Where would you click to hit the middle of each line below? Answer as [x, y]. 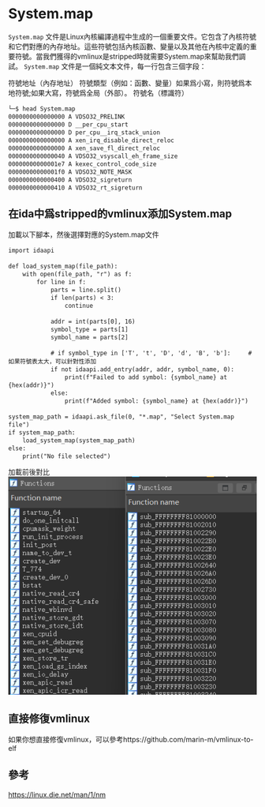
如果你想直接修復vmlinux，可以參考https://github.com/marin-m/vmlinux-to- [131, 739]
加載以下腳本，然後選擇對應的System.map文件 [84, 235]
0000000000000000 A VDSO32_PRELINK [67, 116]
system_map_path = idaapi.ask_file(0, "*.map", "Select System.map [121, 417]
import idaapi [32, 250]
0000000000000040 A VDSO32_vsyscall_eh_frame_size [93, 156]
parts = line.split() [86, 290]
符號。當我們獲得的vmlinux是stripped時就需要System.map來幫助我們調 [130, 56]
